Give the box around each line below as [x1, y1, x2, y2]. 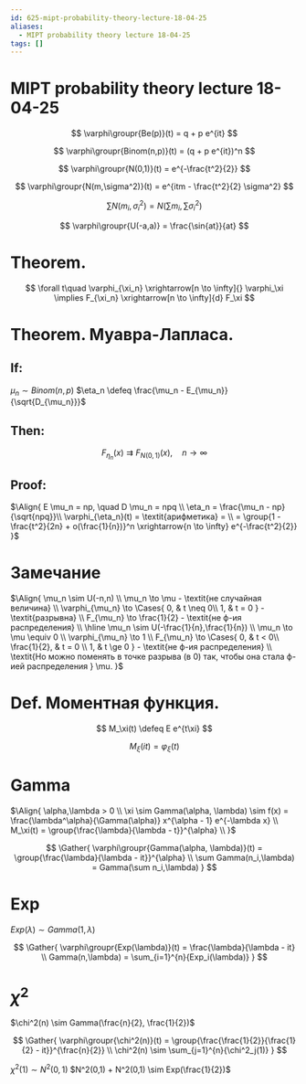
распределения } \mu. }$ [26, 661, 124, 672]
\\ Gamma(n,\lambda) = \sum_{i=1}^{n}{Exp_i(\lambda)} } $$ [40, 951, 269, 962]
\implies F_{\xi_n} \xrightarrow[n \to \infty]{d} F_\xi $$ [54, 292, 255, 303]
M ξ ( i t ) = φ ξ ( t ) [129, 741, 180, 754]
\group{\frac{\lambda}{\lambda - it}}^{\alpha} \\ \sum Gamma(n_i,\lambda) [14, 852, 295, 863]
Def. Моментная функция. [10, 693, 220, 714]
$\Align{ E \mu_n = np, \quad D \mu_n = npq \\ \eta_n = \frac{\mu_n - [10, 502, 270, 513]
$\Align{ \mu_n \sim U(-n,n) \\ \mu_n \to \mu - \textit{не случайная [10, 593, 262, 604]
